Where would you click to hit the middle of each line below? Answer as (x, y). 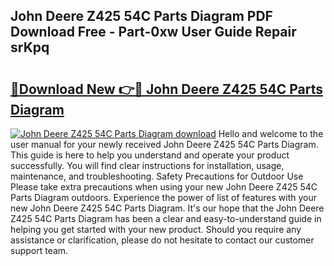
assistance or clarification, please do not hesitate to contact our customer (162, 240)
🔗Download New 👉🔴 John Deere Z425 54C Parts (167, 89)
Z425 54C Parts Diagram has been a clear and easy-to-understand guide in (166, 218)
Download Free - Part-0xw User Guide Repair (153, 32)
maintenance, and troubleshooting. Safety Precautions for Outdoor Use (157, 176)
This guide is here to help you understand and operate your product (150, 155)
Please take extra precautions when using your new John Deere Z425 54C (164, 187)
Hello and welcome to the (271, 133)
